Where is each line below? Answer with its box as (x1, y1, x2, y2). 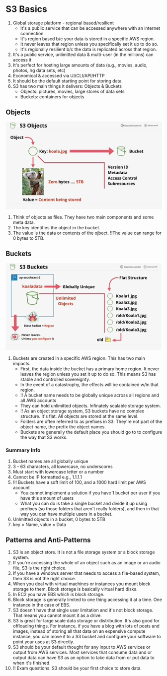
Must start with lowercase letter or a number (12, 469, 104, 474)
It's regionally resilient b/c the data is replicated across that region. (20, 46, 157, 52)
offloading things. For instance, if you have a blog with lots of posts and (12, 623, 160, 629)
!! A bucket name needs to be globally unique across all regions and (20, 392, 160, 398)
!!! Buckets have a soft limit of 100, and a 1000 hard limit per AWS (12, 479, 146, 485)
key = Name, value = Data (12, 521, 66, 527)
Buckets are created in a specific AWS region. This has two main (12, 355, 146, 361)
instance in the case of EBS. (12, 602, 71, 608)
